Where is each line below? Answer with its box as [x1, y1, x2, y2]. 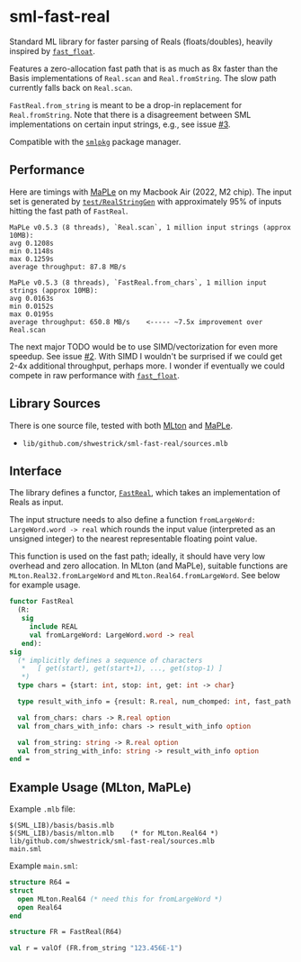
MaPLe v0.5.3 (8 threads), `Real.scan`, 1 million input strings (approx [9, 222, 292, 231]
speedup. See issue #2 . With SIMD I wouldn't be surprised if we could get [9, 350, 283, 361]
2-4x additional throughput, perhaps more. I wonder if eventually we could [9, 360, 285, 371]
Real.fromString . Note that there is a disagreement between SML [9, 109, 252, 120]
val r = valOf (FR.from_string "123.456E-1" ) [9, 944, 182, 953]
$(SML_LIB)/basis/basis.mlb [9, 821, 115, 830]
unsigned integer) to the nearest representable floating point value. [9, 533, 258, 544]
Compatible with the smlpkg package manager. [9, 136, 181, 147]
